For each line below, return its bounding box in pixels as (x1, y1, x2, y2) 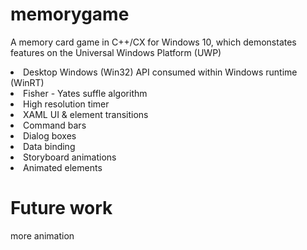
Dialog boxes (23, 129, 77, 142)
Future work (10, 197, 113, 220)
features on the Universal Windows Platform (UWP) (10, 46, 222, 58)
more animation (10, 229, 75, 242)
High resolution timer (23, 98, 110, 110)
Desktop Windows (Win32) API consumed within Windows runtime (23, 66, 298, 78)
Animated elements (23, 161, 103, 173)
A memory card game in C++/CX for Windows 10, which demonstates (10, 36, 297, 48)
